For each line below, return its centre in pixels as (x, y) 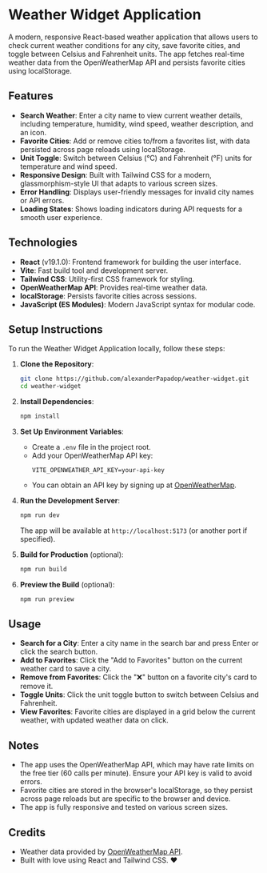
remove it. (36, 687)
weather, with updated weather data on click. (94, 720)
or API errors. (42, 200)
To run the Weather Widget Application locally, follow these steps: (117, 349)
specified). (38, 539)
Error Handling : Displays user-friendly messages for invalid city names (137, 192)
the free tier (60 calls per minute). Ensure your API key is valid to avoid (136, 773)
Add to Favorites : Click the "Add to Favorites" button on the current (131, 660)
